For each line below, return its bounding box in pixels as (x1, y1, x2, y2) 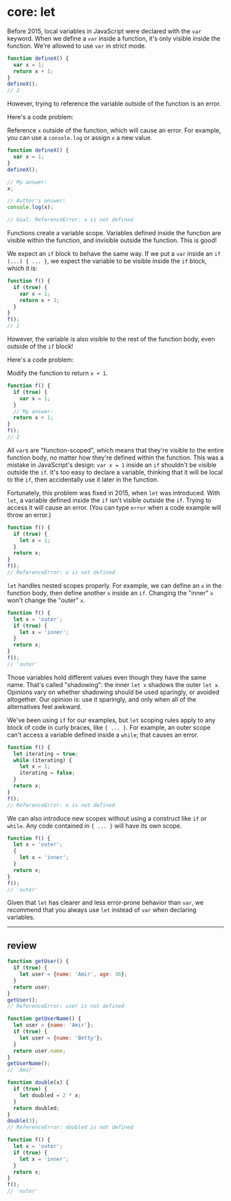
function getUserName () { (7, 1015, 81, 1022)
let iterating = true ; (13, 750, 78, 757)
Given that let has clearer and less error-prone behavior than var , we (7, 898, 204, 907)
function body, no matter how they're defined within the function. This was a (7, 453, 224, 461)
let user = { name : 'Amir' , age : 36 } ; (19, 971, 128, 977)
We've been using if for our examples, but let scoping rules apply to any (7, 715, 216, 724)
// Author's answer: (7, 197, 67, 204)
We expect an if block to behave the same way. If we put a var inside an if (7, 250, 221, 258)
